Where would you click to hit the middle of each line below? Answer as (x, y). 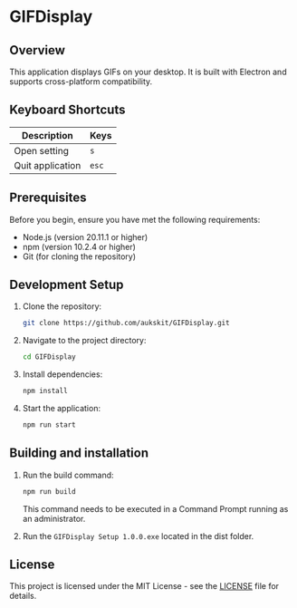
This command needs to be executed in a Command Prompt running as (155, 508)
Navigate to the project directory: (84, 341)
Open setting (42, 150)
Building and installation (79, 454)
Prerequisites (48, 198)
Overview (38, 50)
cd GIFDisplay (49, 357)
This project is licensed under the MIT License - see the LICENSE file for (144, 586)
